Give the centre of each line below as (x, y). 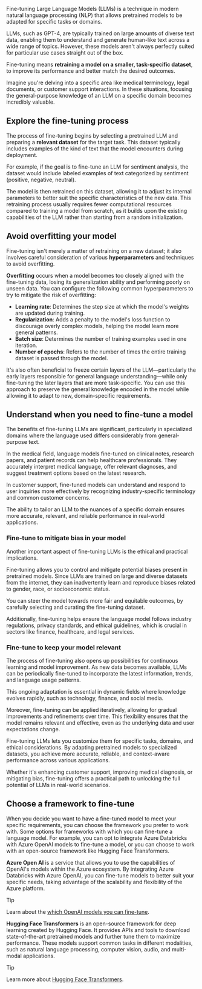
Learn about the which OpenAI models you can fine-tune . (78, 911)
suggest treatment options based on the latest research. (76, 473)
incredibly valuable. (31, 102)
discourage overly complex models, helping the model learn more (97, 326)
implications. (22, 558)
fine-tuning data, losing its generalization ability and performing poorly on (98, 282)
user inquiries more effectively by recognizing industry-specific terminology (101, 491)
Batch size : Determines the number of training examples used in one (101, 338)
